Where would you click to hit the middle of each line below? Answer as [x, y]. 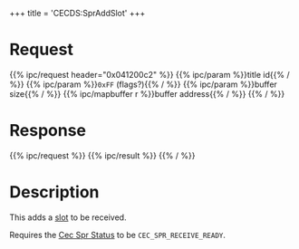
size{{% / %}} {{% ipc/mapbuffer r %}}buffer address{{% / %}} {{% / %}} [147, 93]
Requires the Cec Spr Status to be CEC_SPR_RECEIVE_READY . [118, 235]
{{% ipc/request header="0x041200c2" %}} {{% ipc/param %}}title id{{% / [149, 74]
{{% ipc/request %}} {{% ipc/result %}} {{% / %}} [102, 155]
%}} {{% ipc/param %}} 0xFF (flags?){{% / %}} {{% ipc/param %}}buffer [144, 84]
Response [48, 131]
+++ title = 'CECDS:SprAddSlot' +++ [77, 13]
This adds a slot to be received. [68, 217]
